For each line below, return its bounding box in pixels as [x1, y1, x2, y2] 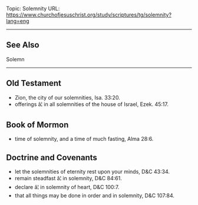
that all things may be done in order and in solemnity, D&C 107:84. [14, 192, 175, 199]
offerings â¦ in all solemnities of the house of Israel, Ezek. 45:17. [14, 100, 169, 108]
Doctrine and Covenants [6, 153, 97, 163]
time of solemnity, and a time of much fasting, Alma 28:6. [14, 135, 154, 143]
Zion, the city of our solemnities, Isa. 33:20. [14, 94, 121, 101]
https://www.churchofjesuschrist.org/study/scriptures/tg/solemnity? [6, 11, 172, 18]
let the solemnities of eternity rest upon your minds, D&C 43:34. [14, 168, 170, 176]
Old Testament [6, 78, 62, 88]
